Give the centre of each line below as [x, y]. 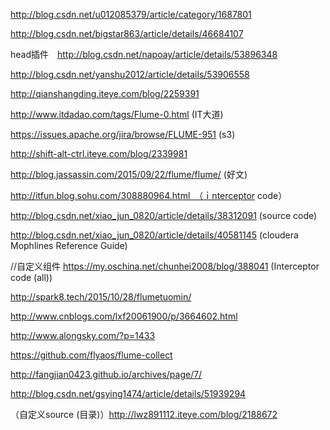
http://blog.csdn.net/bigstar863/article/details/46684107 [127, 33]
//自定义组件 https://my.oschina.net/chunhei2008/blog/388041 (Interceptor [165, 266]
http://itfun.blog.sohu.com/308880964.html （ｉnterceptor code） [149, 195]
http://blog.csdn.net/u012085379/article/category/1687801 [131, 14]
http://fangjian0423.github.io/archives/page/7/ [106, 374]
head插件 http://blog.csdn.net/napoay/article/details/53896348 [144, 54]
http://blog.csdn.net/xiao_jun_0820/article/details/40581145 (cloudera [154, 235]
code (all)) [31, 277]
